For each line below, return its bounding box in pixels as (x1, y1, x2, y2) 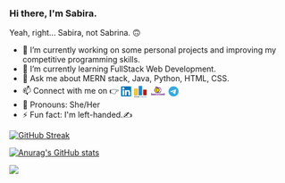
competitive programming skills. (21, 54, 140, 65)
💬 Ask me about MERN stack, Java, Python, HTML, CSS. (21, 73, 230, 84)
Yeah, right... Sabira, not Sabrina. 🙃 (9, 28, 141, 38)
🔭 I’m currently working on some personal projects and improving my (21, 45, 277, 55)
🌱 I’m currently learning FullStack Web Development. (21, 63, 216, 74)
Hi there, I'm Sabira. (9, 7, 97, 20)
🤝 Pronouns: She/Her (21, 99, 101, 110)
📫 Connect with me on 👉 (21, 86, 120, 96)
